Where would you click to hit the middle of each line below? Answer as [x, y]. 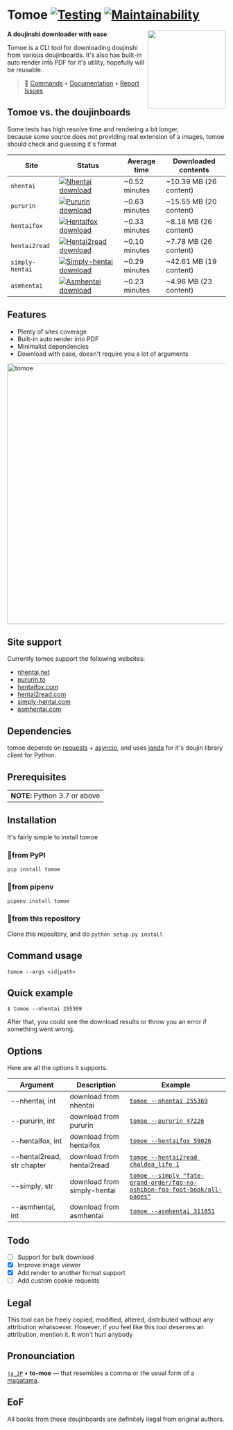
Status [88, 165]
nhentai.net [33, 672]
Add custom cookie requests [58, 1281]
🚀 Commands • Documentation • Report [82, 83]
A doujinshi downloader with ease [57, 34]
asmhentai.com [39, 709]
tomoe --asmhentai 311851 [172, 1211]
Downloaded [195, 161]
